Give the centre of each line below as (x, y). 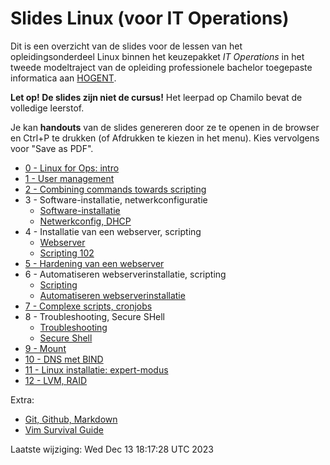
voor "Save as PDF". (52, 148)
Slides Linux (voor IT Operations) (150, 18)
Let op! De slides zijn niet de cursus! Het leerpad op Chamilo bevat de (156, 97)
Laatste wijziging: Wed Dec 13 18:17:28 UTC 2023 (112, 449)
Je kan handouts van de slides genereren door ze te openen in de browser (165, 127)
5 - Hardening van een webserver (94, 263)
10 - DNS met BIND (64, 359)
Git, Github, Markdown (71, 419)
